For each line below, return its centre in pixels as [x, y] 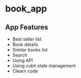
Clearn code [25, 71]
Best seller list [27, 39]
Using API [23, 60]
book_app [26, 9]
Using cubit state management [44, 66]
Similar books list [30, 50]
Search [20, 55]
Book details [25, 44]
